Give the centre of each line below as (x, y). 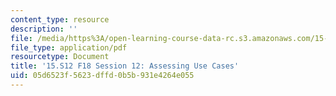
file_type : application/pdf (69, 47)
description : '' (44, 29)
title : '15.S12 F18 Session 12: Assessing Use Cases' (125, 66)
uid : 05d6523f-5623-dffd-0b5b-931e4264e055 (102, 76)
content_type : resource (60, 19)
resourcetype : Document (60, 57)
